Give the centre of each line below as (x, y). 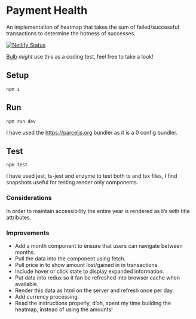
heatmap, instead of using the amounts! (64, 309)
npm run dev (21, 121)
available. (27, 284)
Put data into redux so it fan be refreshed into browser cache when (97, 277)
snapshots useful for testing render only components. (72, 183)
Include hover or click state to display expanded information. (89, 271)
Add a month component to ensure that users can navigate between (99, 245)
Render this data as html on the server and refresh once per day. (94, 290)
